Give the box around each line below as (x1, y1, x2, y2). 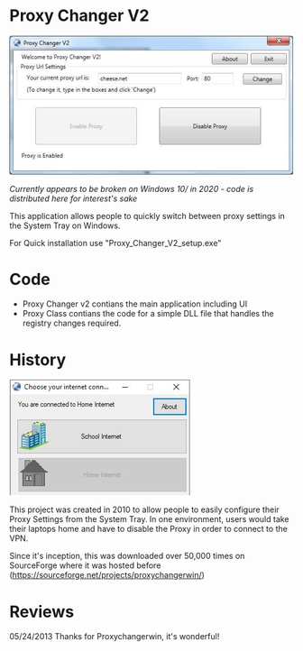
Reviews (9, 601, 75, 622)
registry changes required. (22, 317, 122, 329)
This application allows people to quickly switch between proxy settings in (9, 210, 286, 221)
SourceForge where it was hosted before (9, 560, 161, 571)
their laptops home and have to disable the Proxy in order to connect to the (9, 524, 289, 535)
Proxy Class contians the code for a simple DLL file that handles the (22, 308, 274, 319)
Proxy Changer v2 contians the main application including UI (22, 298, 248, 309)
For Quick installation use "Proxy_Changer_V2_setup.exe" (9, 237, 222, 248)
